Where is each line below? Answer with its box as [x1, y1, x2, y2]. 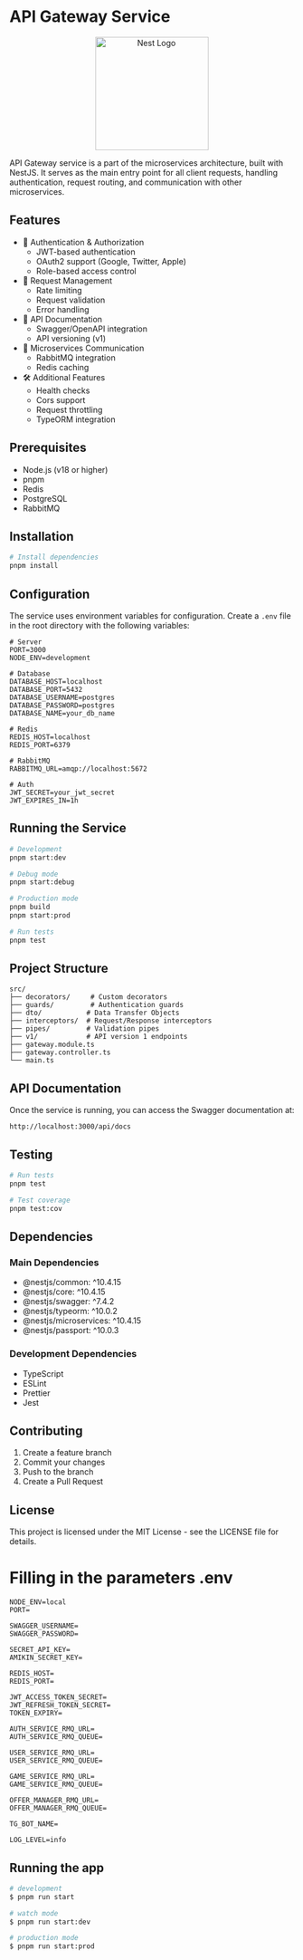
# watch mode [9, 1908, 59, 1917]
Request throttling [35, 404, 103, 415]
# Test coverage [9, 1196, 71, 1205]
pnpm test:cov [9, 1204, 63, 1213]
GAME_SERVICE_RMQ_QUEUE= [9, 1780, 103, 1790]
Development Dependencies [9, 1348, 137, 1360]
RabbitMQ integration [35, 351, 116, 363]
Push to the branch [22, 1466, 94, 1477]
